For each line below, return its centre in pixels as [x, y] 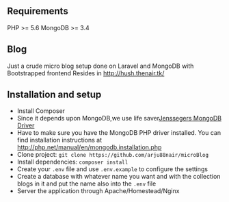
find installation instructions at [59, 140]
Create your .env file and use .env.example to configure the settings [112, 169]
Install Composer [41, 111]
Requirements [38, 11]
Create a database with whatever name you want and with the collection [119, 177]
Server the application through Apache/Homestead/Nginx [98, 191]
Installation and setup [54, 95]
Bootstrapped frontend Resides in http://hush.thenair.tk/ [86, 73]
